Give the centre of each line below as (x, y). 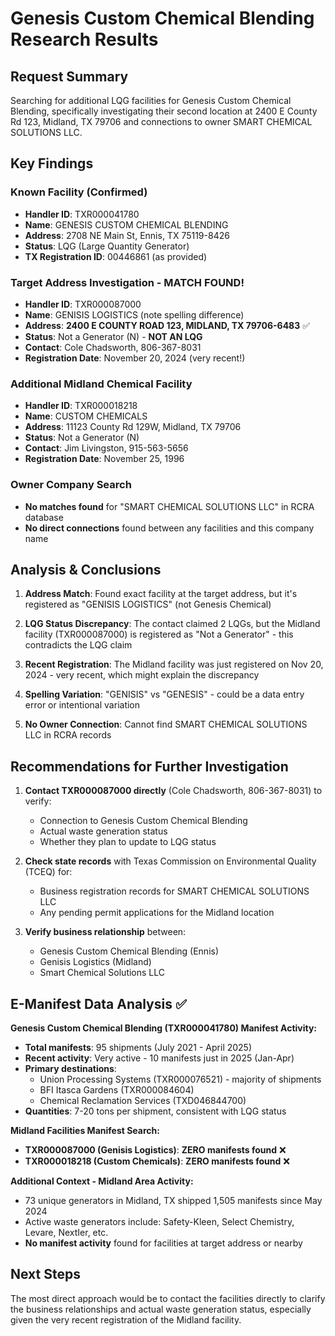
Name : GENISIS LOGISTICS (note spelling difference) (134, 314)
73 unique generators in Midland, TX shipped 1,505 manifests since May (173, 1201)
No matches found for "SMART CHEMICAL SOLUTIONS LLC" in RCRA (169, 506)
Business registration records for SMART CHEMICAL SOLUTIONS (174, 891)
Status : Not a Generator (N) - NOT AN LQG (113, 336)
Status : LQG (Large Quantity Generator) (107, 246)
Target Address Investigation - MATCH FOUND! (127, 282)
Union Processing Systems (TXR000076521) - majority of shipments (180, 1079)
